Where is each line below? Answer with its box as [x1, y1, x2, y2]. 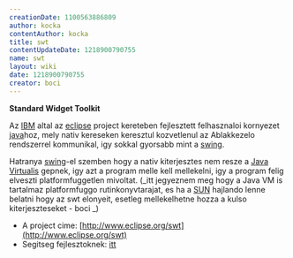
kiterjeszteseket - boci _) [9, 202, 100, 213]
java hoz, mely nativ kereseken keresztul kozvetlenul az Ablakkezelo [9, 129, 256, 140]
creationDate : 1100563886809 [9, 12, 116, 22]
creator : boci [9, 79, 62, 87]
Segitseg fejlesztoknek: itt [21, 239, 116, 249]
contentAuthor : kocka [9, 29, 89, 38]
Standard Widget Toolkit [9, 102, 101, 113]
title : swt [9, 37, 49, 47]
